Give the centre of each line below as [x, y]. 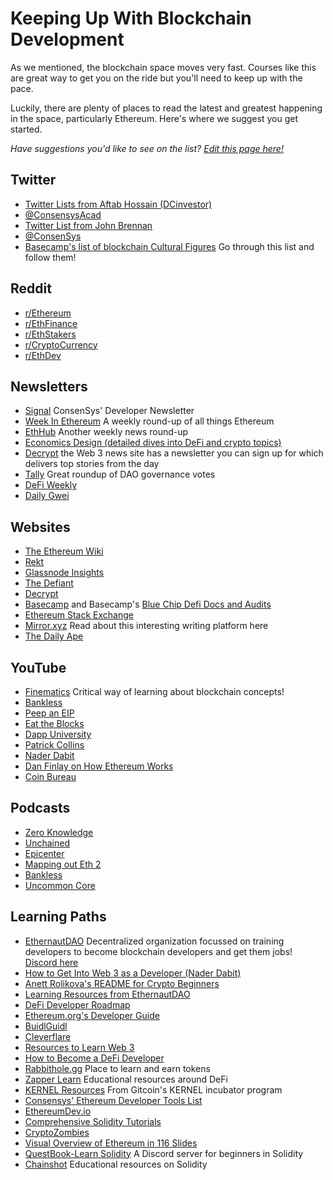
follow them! [50, 257]
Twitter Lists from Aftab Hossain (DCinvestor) [118, 204]
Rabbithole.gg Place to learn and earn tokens [117, 1068]
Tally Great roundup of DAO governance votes [120, 474]
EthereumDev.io [58, 1111]
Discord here [51, 962]
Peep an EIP [49, 713]
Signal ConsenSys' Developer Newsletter [109, 411]
